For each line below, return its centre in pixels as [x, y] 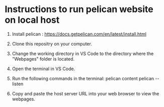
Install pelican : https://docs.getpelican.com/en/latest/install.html [79, 34]
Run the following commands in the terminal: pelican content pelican [83, 78]
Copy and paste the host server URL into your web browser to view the [86, 93]
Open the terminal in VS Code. [44, 69]
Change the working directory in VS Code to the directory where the [83, 54]
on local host [32, 20]
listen [18, 84]
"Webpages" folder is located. [43, 59]
